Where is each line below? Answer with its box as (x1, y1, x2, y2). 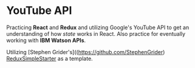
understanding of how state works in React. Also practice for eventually (6, 30, 186, 37)
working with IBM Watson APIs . (6, 36, 86, 44)
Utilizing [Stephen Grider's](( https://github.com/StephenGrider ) (6, 48, 165, 55)
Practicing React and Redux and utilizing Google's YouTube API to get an (6, 24, 190, 31)
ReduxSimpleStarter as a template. (6, 55, 93, 62)
